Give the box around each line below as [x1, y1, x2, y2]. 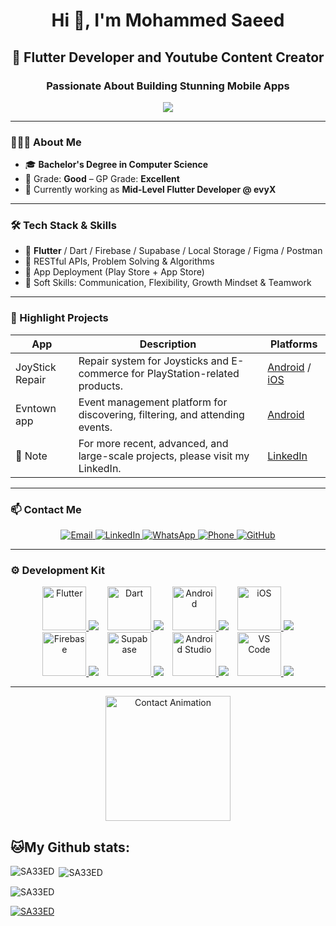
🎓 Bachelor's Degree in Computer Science [24, 159, 209, 171]
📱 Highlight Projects [10, 311, 109, 325]
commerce [78, 366, 130, 380]
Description [139, 337, 197, 351]
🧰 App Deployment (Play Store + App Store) [24, 266, 205, 278]
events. [78, 420, 113, 434]
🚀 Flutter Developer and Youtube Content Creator [11, 49, 325, 66]
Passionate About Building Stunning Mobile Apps [46, 79, 290, 93]
